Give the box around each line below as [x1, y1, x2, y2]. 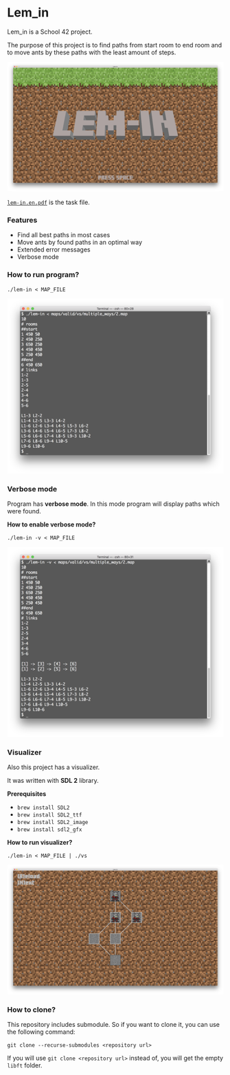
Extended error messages [16, 245, 91, 254]
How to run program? [7, 269, 80, 279]
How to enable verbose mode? [7, 520, 96, 529]
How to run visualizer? [7, 839, 73, 847]
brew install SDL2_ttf [16, 812, 82, 819]
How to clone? [7, 1005, 56, 1015]
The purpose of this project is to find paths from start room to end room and [7, 41, 222, 49]
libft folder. [7, 1061, 43, 1070]
